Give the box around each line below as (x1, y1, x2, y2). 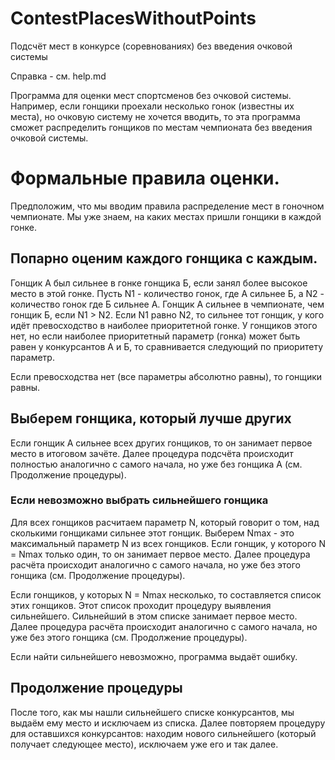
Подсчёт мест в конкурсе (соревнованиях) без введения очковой (10, 40, 293, 52)
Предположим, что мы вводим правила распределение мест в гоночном (10, 200, 325, 212)
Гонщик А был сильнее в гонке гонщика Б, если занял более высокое (10, 277, 308, 289)
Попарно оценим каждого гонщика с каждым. (10, 250, 318, 267)
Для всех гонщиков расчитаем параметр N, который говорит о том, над (10, 516, 320, 528)
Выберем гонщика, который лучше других (10, 410, 292, 427)
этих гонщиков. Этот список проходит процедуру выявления (10, 599, 272, 611)
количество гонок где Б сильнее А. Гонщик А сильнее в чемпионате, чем (10, 298, 325, 310)
